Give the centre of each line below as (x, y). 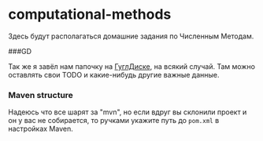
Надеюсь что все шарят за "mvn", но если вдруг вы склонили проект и (128, 112)
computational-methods (90, 14)
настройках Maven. (41, 129)
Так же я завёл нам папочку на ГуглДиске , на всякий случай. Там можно (132, 66)
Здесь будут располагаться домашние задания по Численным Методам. (131, 36)
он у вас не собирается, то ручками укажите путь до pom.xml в (114, 121)
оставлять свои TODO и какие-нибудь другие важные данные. (114, 74)
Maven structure (41, 95)
